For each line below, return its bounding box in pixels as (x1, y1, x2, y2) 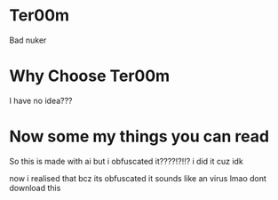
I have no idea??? (9, 95, 73, 106)
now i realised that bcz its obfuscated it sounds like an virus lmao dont (9, 172, 266, 183)
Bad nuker (9, 35, 47, 45)
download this (9, 182, 61, 193)
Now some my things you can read (9, 126, 269, 147)
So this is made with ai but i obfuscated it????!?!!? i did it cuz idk (9, 156, 244, 166)
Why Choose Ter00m (9, 66, 171, 86)
